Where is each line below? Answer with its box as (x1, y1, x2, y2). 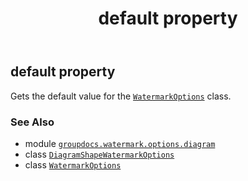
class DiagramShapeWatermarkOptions (24, 148, 175, 160)
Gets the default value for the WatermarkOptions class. (10, 90, 232, 102)
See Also (10, 115, 55, 129)
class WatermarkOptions (24, 158, 122, 171)
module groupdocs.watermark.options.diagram (24, 137, 216, 149)
